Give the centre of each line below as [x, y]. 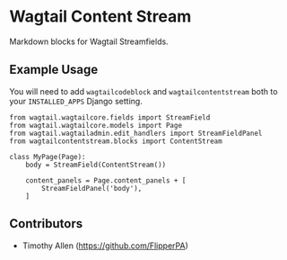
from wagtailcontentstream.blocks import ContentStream [116, 141]
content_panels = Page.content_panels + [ [106, 180]
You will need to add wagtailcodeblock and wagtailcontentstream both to [143, 91]
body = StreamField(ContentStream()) [96, 165]
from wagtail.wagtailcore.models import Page [96, 125]
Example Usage [54, 70]
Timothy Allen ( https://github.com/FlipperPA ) [105, 246]
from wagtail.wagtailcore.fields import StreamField [110, 117]
